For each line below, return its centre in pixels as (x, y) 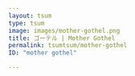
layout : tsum (30, 16)
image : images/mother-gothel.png (64, 30)
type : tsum (27, 23)
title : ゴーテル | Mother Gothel (62, 38)
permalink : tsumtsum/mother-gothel (68, 46)
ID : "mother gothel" (43, 53)
